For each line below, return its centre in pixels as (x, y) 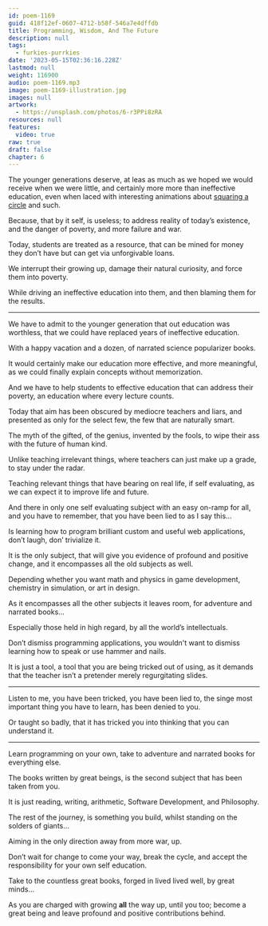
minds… (21, 889)
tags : (17, 46)
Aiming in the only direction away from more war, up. (95, 841)
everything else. (35, 762)
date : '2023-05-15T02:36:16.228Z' (66, 61)
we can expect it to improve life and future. (79, 492)
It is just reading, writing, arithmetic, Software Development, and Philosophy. (134, 802)
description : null (39, 38)
